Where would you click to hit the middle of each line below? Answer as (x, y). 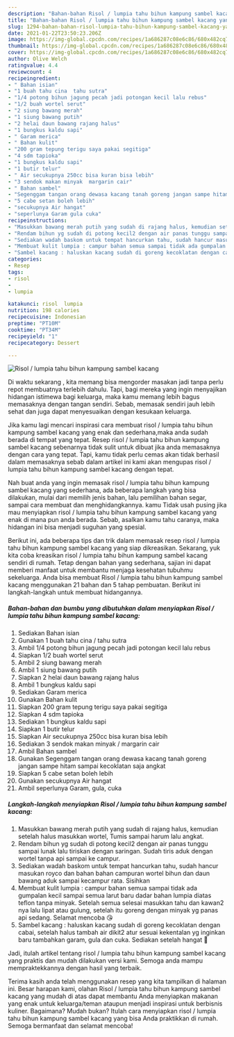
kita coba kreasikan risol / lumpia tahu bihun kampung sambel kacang (108, 555)
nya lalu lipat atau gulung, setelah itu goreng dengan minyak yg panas (118, 911)
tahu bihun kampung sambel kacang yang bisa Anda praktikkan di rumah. (113, 1018)
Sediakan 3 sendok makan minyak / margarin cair (89, 744)
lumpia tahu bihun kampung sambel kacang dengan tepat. (91, 469)
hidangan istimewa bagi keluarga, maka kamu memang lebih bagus (104, 397)
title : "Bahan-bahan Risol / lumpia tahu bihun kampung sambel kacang (112, 20)
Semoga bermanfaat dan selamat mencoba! (70, 1026)
